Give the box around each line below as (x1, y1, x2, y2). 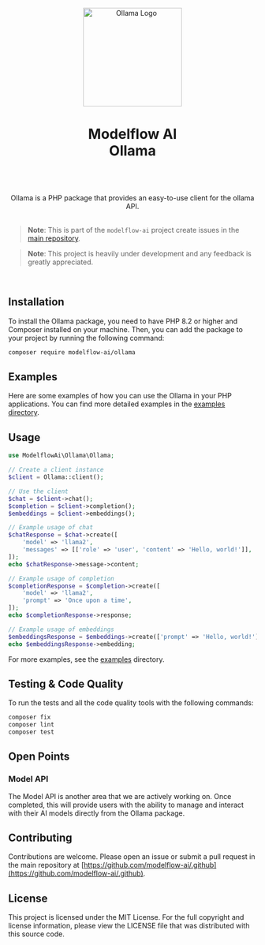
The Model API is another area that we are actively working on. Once (8, 791, 232, 801)
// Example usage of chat (8, 524, 93, 532)
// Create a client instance (8, 466, 104, 474)
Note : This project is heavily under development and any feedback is (27, 248, 252, 258)
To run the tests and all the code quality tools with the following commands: (8, 698, 254, 708)
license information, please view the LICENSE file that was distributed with (8, 921, 250, 931)
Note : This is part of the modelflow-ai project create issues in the (27, 225, 240, 234)
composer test (8, 728, 55, 736)
